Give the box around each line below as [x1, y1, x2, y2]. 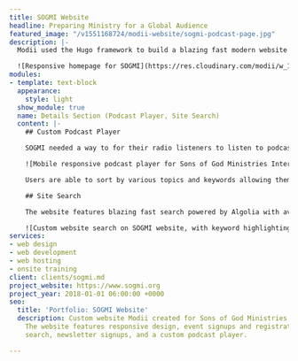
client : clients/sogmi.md [9, 273, 105, 281]
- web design [9, 240, 58, 249]
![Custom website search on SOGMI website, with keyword [25, 223, 240, 233]
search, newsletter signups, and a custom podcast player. [25, 330, 248, 339]
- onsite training [9, 265, 77, 273]
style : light [25, 95, 74, 104]
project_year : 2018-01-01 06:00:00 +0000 [9, 289, 165, 298]
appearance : [17, 86, 62, 96]
